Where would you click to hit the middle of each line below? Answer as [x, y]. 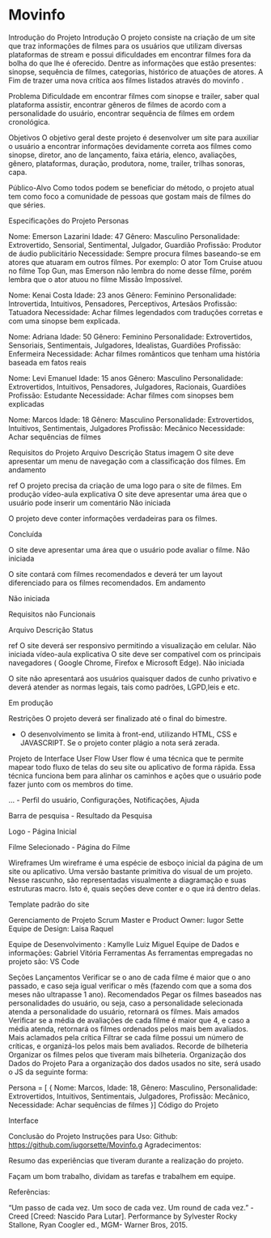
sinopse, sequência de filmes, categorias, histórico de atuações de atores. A [136, 71]
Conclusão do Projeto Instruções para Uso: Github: [93, 1136]
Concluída [25, 534]
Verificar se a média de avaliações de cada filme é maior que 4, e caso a [129, 1020]
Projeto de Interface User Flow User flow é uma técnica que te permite [126, 758]
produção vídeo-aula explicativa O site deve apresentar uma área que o [128, 494]
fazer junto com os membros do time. [71, 784]
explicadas [26, 403]
